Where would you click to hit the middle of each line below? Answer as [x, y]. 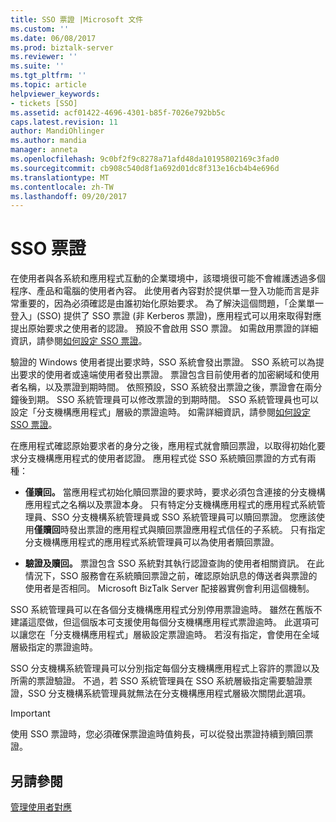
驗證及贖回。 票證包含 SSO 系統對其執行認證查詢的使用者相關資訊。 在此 [174, 563]
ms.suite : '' [37, 66]
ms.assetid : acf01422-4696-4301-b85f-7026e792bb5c [118, 112]
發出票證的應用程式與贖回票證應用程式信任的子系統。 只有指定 [197, 530]
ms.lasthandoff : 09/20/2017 [69, 196]
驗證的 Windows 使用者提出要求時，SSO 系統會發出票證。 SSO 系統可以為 [163, 362]
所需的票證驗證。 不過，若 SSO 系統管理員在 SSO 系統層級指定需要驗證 [157, 681]
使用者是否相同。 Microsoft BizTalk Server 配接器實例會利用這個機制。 [169, 588]
